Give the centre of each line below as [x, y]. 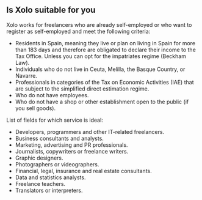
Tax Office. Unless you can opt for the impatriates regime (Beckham [100, 56]
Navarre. [26, 75]
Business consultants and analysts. [59, 138]
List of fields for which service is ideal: [55, 120]
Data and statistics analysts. [50, 177]
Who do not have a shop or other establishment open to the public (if [102, 102]
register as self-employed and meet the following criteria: [78, 31]
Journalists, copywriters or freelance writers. [72, 151]
